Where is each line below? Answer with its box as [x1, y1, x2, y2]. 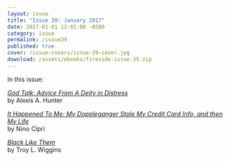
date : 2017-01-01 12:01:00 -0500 [7, 23, 105, 30]
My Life [7, 117, 29, 125]
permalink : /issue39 [7, 36, 68, 43]
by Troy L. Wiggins [7, 145, 62, 154]
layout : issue [7, 10, 49, 17]
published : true [7, 43, 55, 50]
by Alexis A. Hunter [7, 96, 63, 104]
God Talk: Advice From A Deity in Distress [7, 88, 128, 97]
